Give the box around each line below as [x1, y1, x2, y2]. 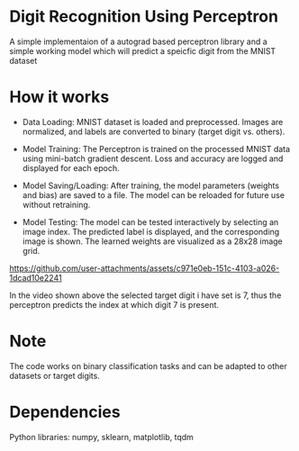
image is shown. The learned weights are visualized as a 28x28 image [22, 236, 284, 247]
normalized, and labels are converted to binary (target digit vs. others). [22, 126, 285, 137]
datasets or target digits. [9, 370, 101, 381]
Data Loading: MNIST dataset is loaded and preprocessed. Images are [22, 116, 284, 127]
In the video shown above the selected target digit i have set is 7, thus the [9, 290, 282, 301]
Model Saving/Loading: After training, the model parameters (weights [22, 180, 280, 191]
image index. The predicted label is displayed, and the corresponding [22, 226, 280, 237]
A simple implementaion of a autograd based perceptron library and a [9, 36, 267, 47]
